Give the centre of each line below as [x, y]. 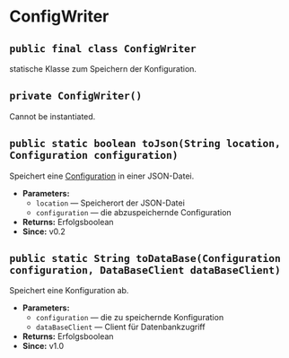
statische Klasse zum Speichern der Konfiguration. [103, 69]
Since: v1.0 [43, 346]
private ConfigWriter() [76, 96]
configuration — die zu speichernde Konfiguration [130, 318]
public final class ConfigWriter [103, 48]
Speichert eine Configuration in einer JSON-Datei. [102, 176]
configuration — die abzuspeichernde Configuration [133, 212]
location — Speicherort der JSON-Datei [110, 203]
